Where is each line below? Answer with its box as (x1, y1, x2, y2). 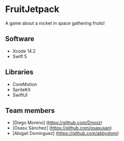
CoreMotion (12, 81, 37, 87)
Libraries (5, 68, 33, 76)
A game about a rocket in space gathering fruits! (5, 20, 105, 26)
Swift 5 (12, 53, 27, 59)
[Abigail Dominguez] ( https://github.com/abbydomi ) (12, 130, 119, 136)
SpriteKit (12, 86, 31, 92)
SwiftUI (12, 92, 28, 98)
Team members (5, 106, 55, 115)
